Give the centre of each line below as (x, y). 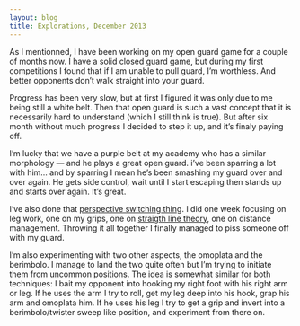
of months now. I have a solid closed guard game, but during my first (137, 61)
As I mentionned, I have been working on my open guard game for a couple (149, 51)
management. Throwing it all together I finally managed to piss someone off (149, 228)
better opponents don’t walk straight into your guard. (107, 80)
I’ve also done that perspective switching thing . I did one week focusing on (148, 208)
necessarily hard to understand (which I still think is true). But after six (139, 117)
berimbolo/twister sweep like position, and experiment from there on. (137, 312)
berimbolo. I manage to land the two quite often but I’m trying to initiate (141, 264)
